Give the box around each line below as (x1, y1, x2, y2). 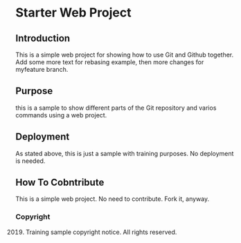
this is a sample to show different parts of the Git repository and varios (15, 104, 217, 112)
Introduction (15, 32, 71, 44)
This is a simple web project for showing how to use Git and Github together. (15, 50, 234, 59)
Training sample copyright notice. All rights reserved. (25, 228, 177, 236)
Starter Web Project (15, 5, 132, 21)
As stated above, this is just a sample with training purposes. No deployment (15, 149, 234, 157)
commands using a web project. (15, 110, 107, 119)
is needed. (15, 157, 46, 165)
